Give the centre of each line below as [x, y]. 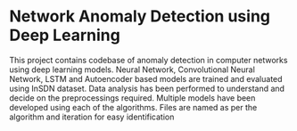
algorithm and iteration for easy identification [92, 117]
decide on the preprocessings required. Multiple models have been [132, 98]
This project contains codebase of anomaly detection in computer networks [148, 60]
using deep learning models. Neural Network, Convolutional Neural [132, 70]
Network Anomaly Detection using [140, 16]
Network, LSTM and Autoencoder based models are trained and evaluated [146, 78]
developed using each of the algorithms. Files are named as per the [133, 107]
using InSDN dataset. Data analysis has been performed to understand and [147, 88]
